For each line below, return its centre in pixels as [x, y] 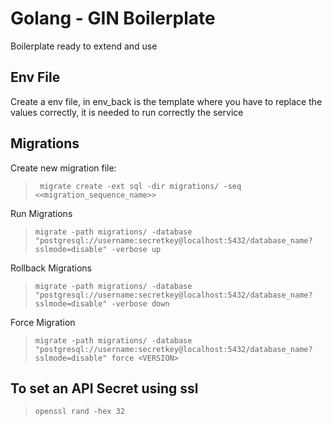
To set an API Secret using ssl [104, 388]
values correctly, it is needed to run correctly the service [127, 112]
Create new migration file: [63, 168]
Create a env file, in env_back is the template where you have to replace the [166, 101]
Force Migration [43, 322]
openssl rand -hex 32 [79, 412]
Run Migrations [41, 213]
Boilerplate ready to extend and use [84, 46]
